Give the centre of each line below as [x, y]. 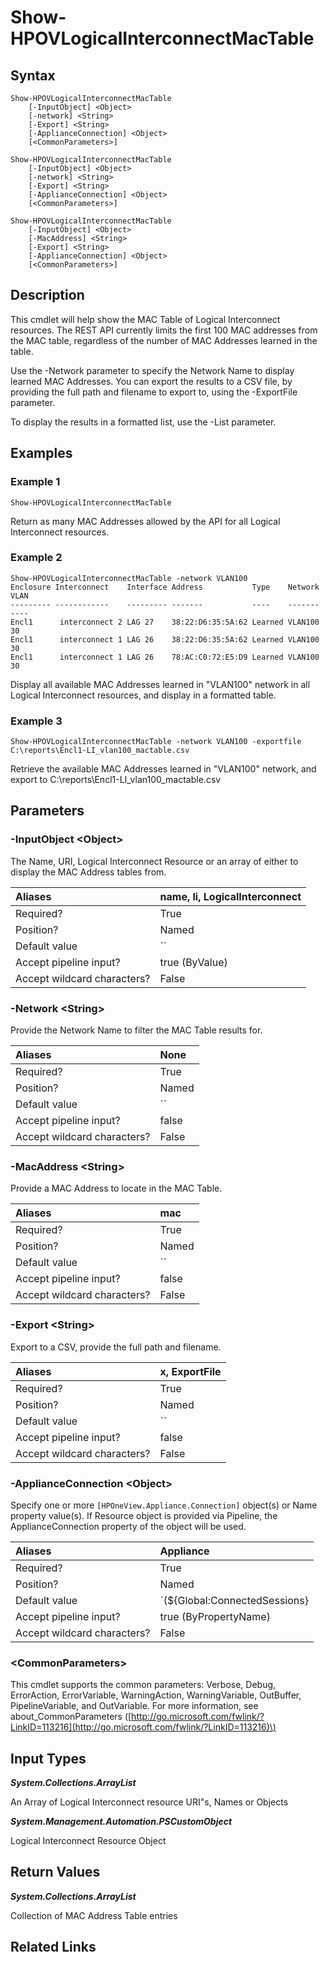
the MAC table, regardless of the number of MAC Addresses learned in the [164, 340]
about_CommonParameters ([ [71, 1717]
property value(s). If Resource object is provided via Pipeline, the [144, 1515]
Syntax [33, 75]
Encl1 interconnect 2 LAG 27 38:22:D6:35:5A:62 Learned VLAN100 [165, 622]
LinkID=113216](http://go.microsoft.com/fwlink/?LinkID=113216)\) [143, 1727]
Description [47, 295]
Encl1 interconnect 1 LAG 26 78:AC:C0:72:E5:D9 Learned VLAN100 [165, 657]
